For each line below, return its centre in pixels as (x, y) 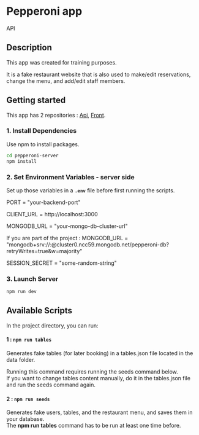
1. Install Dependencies (42, 131)
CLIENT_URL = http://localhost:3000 (52, 214)
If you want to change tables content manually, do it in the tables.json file (99, 378)
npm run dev (21, 292)
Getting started (36, 100)
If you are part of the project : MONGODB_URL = (67, 238)
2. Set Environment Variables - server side (70, 177)
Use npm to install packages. (43, 144)
